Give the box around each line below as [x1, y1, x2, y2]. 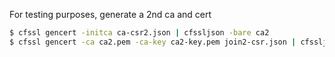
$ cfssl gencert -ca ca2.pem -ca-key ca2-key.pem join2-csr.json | [9, 37, 297, 47]
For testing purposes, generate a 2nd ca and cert [9, 9, 212, 20]
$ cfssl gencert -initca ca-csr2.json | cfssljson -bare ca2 [9, 28, 270, 38]
